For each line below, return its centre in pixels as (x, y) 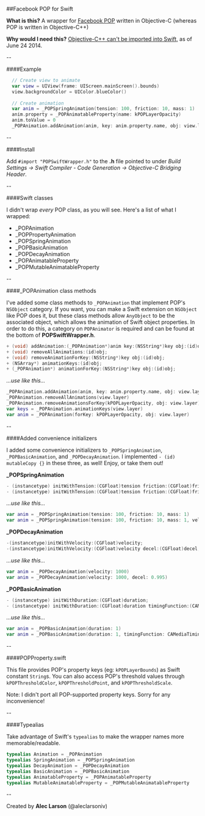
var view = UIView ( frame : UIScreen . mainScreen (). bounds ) (86, 86)
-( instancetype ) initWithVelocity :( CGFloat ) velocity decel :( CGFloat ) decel (102, 549)
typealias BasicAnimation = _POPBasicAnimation (68, 771)
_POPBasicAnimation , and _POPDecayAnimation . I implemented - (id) (91, 456)
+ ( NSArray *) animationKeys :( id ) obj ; (54, 363)
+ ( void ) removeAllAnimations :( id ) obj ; (57, 352)
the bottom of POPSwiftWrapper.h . (51, 335)
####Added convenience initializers (52, 438)
